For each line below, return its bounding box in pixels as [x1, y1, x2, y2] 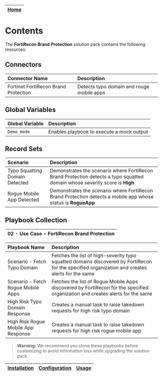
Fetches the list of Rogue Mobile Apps [51, 278, 138, 285]
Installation [7, 365, 34, 372]
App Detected [7, 196, 39, 203]
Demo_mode [7, 129, 30, 134]
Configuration [38, 365, 72, 372]
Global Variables [5, 106, 56, 114]
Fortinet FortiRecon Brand [7, 83, 66, 90]
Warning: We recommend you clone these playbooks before [16, 343, 138, 349]
